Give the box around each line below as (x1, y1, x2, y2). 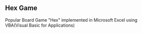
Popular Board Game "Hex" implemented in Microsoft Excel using (5, 17, 138, 23)
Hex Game (5, 4, 38, 12)
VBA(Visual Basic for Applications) (5, 22, 75, 28)
